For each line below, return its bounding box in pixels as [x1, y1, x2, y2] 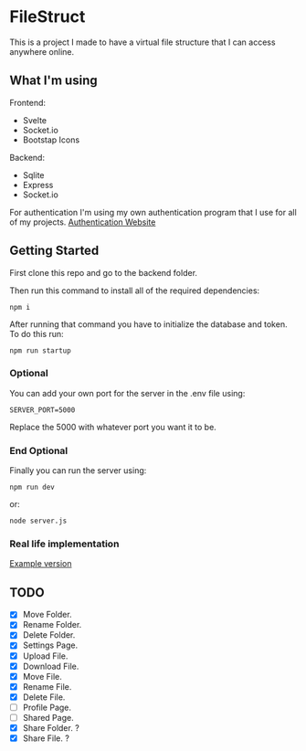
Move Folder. [22, 609, 72, 620]
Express [22, 179, 54, 190]
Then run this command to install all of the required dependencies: [9, 285, 260, 296]
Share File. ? [22, 733, 70, 744]
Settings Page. [22, 640, 79, 651]
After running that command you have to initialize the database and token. [9, 318, 288, 330]
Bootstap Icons [22, 134, 80, 145]
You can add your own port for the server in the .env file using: [9, 387, 246, 398]
